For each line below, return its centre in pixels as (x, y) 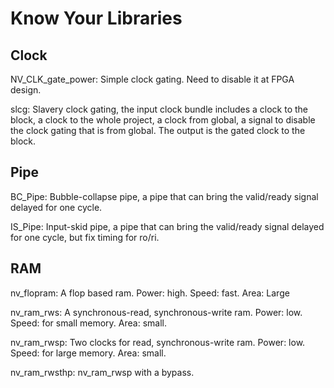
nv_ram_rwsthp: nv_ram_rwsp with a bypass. (102, 372)
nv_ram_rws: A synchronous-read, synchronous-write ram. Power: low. (156, 312)
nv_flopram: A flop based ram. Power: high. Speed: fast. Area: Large (150, 293)
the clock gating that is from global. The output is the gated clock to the (158, 130)
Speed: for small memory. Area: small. (88, 323)
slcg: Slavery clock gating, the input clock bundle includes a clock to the (159, 109)
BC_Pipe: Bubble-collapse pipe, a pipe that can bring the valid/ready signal (164, 196)
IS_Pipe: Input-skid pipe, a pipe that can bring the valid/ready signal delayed (167, 226)
